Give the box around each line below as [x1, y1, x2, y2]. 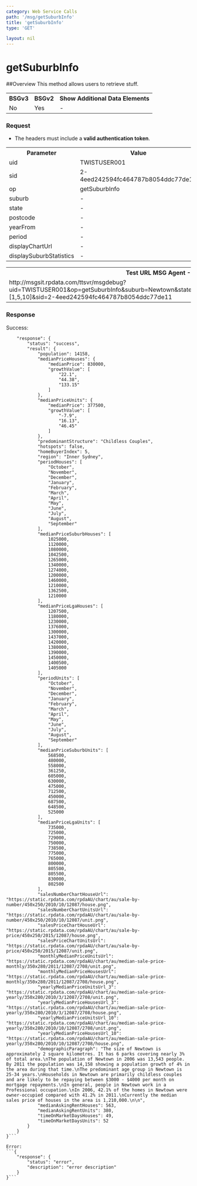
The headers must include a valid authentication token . [14, 135, 151, 142]
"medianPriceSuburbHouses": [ [37, 531, 111, 537]
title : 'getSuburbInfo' [6, 19, 64, 25]
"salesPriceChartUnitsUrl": [37, 938, 107, 944]
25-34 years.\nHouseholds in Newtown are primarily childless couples [6, 1071, 182, 1077]
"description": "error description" [27, 1164, 117, 1170]
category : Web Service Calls [6, 8, 77, 15]
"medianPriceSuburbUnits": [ [37, 747, 109, 753]
